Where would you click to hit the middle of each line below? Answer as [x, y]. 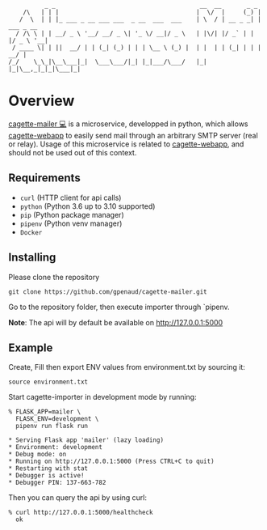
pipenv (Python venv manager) [71, 223]
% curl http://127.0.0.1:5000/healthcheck [81, 513]
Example [31, 348]
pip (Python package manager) [72, 214]
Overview [42, 101]
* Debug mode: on [38, 455]
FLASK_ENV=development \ [57, 419]
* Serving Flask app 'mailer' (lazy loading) [86, 440]
